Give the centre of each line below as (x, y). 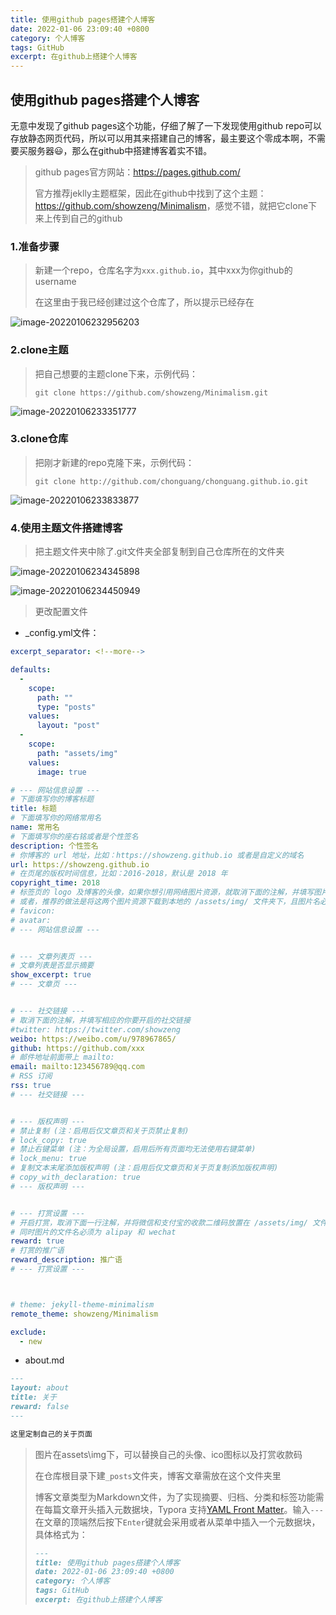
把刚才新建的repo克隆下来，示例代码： (114, 462)
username (55, 282)
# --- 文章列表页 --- (51, 956)
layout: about (40, 1388)
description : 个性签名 (54, 846)
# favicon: (33, 911)
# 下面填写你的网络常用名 (56, 818)
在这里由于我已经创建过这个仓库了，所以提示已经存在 (144, 302)
